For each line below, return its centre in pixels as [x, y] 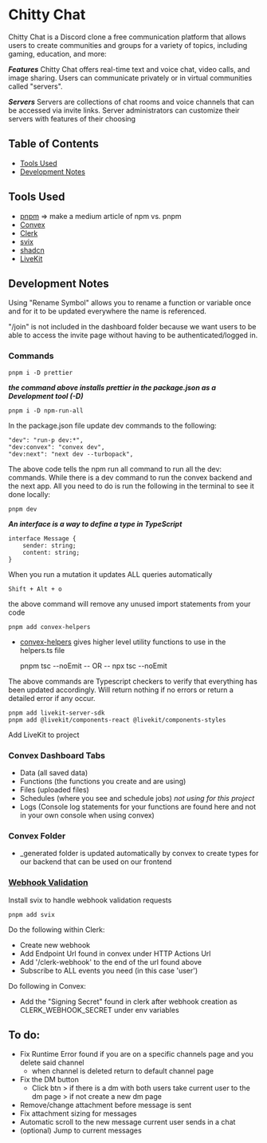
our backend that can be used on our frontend [96, 862]
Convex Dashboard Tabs [57, 755]
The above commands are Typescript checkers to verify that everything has [133, 681]
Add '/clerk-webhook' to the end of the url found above [110, 962]
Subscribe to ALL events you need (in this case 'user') [109, 970]
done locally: [29, 494]
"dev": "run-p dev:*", [46, 440]
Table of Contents [54, 144]
